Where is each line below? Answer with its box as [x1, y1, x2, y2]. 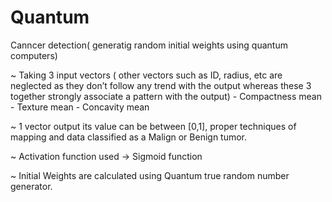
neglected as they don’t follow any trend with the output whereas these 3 [10, 79, 312, 91]
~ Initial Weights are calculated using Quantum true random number [10, 169, 290, 181]
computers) [10, 49, 58, 61]
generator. [10, 180, 53, 192]
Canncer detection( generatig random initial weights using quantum [10, 39, 288, 51]
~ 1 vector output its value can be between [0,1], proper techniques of [10, 120, 297, 132]
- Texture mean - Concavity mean [10, 101, 150, 113]
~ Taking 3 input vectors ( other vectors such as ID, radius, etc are [10, 69, 283, 81]
